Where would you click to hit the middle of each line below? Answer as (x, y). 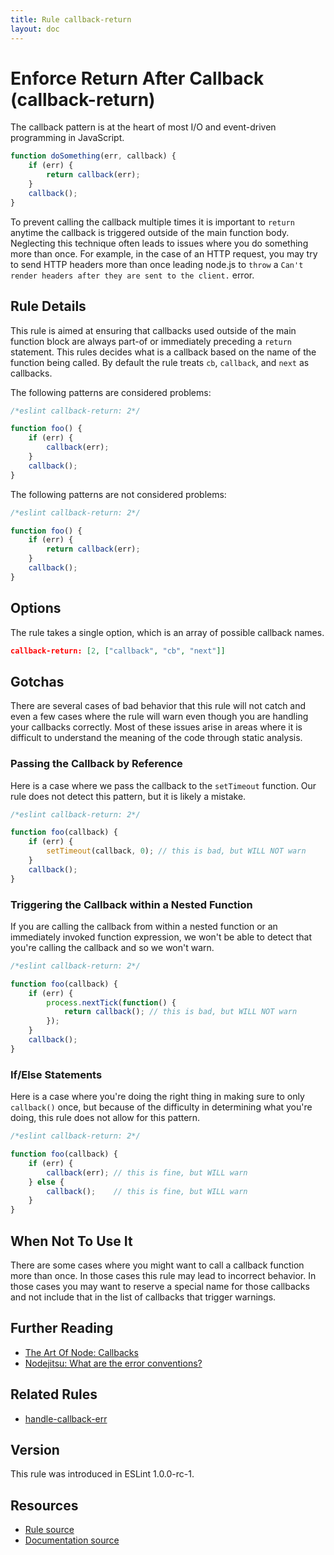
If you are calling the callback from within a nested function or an (144, 926)
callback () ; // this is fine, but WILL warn (147, 1191)
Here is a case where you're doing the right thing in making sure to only (157, 1097)
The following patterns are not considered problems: (118, 494)
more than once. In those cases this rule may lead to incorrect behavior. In (163, 1275)
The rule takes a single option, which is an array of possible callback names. (167, 632)
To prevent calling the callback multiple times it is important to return (152, 222)
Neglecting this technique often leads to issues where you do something (159, 243)
